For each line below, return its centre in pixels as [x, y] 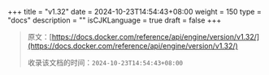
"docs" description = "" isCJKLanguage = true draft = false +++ [115, 20]
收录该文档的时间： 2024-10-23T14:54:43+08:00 [105, 62]
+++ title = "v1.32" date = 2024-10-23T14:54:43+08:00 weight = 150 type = [134, 12]
